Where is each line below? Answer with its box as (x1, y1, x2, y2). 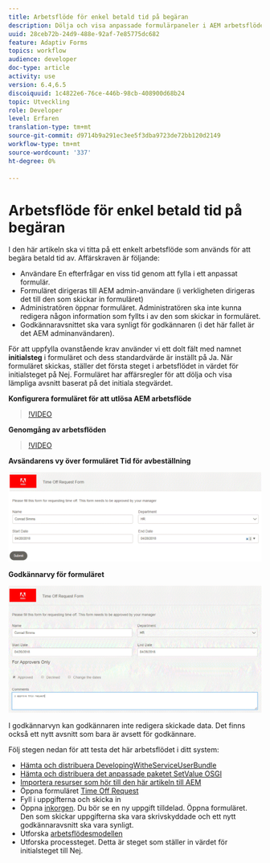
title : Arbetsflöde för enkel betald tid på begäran (8, 13, 189, 21)
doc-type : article (8, 64, 70, 72)
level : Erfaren (8, 115, 59, 123)
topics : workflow (8, 47, 67, 55)
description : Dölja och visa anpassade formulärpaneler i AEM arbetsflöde (8, 21, 264, 30)
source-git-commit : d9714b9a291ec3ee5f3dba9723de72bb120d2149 (8, 132, 221, 140)
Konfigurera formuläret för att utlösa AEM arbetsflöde (8, 394, 192, 403)
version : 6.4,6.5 (8, 80, 67, 88)
